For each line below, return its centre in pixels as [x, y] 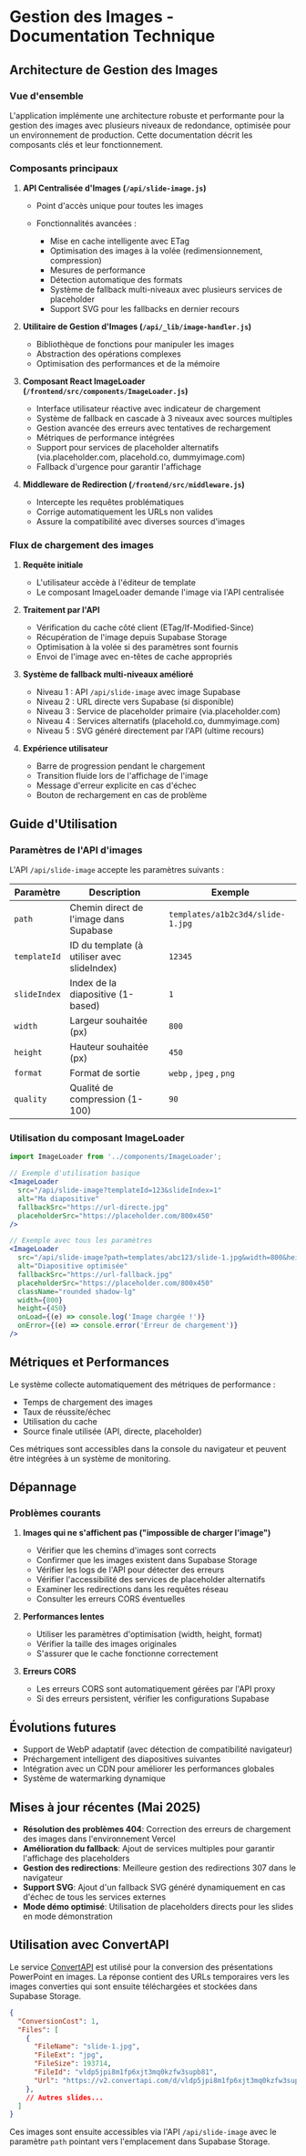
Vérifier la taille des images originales [107, 1644]
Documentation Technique [112, 36]
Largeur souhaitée [109, 1021]
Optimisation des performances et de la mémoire [128, 364]
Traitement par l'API [61, 610]
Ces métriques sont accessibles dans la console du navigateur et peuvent [148, 1448]
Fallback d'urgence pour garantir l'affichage [119, 467]
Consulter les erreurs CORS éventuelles [111, 1599]
